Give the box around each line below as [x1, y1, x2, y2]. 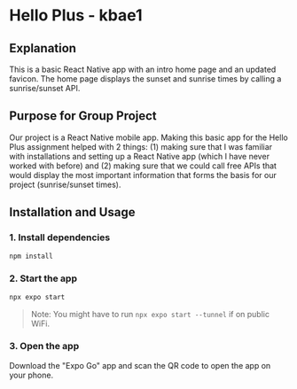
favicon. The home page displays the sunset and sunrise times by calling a [9, 74, 282, 84]
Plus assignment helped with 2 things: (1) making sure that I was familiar [9, 141, 273, 152]
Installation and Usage [9, 205, 136, 220]
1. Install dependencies [9, 231, 111, 244]
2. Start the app [9, 272, 78, 284]
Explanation [9, 41, 77, 56]
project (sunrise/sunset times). [9, 179, 121, 190]
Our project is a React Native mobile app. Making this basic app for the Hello [9, 132, 288, 143]
